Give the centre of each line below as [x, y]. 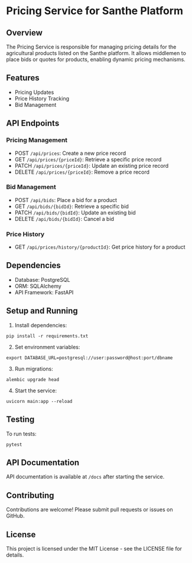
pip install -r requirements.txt [47, 336]
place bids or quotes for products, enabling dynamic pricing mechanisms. [96, 59]
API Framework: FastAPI [44, 292]
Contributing [30, 495]
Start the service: [36, 390]
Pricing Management [37, 140]
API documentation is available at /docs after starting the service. [85, 477]
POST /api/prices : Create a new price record [70, 153]
